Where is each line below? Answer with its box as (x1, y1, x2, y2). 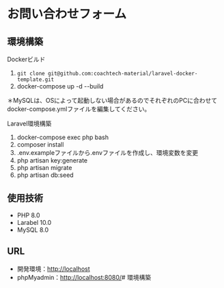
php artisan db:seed (16, 171, 74, 179)
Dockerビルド (7, 56, 46, 63)
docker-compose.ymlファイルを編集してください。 (7, 105, 151, 113)
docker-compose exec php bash (16, 133, 109, 141)
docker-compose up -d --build (16, 82, 104, 90)
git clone (16, 70, 46, 77)
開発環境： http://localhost (16, 265, 90, 273)
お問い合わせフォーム (7, 6, 127, 22)
